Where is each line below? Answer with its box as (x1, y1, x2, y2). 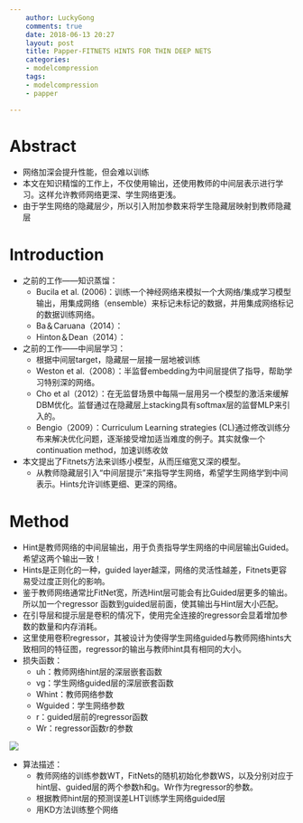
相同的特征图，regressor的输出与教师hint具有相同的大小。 (30, 644, 246, 655)
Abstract (9, 136, 77, 156)
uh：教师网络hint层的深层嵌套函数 (35, 667, 162, 677)
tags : (25, 72, 47, 81)
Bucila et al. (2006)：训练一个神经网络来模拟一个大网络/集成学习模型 (35, 287, 291, 298)
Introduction (9, 244, 105, 265)
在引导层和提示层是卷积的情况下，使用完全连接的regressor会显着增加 (22, 610, 280, 620)
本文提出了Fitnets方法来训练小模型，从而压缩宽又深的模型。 (22, 456, 246, 467)
